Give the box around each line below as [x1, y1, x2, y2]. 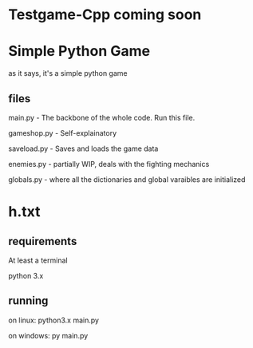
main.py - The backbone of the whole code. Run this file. [8, 113, 196, 122]
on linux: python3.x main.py [8, 315, 100, 325]
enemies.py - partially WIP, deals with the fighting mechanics [8, 159, 210, 168]
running [8, 294, 49, 308]
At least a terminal [8, 255, 68, 265]
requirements [8, 234, 77, 248]
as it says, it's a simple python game [8, 69, 128, 78]
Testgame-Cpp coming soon [8, 6, 202, 24]
